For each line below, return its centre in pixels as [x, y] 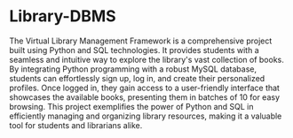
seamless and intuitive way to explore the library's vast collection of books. [146, 59]
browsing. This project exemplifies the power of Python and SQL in [132, 106]
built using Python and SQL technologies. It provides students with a [134, 50]
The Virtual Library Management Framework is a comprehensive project [141, 41]
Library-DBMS [63, 16]
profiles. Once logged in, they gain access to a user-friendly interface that [144, 88]
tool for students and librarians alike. [76, 125]
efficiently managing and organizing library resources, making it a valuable [146, 116]
